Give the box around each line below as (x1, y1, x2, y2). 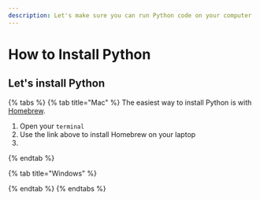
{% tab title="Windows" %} (8, 169, 97, 178)
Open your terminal (19, 121, 85, 131)
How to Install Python (8, 45, 151, 63)
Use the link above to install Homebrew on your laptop (19, 129, 196, 139)
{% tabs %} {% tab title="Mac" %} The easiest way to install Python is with (8, 98, 252, 107)
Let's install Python (8, 76, 106, 91)
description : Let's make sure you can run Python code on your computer (8, 11, 252, 20)
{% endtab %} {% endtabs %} (8, 183, 106, 193)
